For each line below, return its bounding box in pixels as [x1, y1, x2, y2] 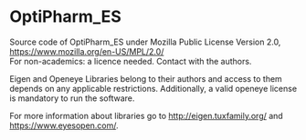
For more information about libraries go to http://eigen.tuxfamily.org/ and [9, 110, 283, 121]
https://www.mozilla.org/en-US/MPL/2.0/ [9, 45, 164, 56]
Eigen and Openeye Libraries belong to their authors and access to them [9, 73, 283, 84]
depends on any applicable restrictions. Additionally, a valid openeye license [9, 83, 298, 94]
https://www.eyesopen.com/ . [9, 120, 119, 131]
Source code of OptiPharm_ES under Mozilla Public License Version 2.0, [9, 36, 281, 47]
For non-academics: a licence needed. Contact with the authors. [9, 55, 252, 66]
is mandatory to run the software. [9, 93, 135, 104]
